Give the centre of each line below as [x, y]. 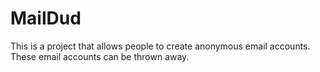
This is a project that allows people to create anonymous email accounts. [160, 46]
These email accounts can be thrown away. [100, 56]
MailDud [46, 18]
